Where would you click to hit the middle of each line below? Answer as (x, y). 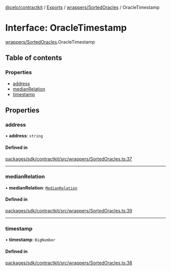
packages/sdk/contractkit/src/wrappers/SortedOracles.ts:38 (69, 263)
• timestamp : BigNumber (31, 240)
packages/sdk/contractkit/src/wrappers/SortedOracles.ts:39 (69, 211)
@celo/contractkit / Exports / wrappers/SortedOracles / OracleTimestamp (82, 7)
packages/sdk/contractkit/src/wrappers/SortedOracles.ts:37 (69, 159)
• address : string (24, 136)
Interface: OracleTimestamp (66, 28)
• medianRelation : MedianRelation (41, 188)
